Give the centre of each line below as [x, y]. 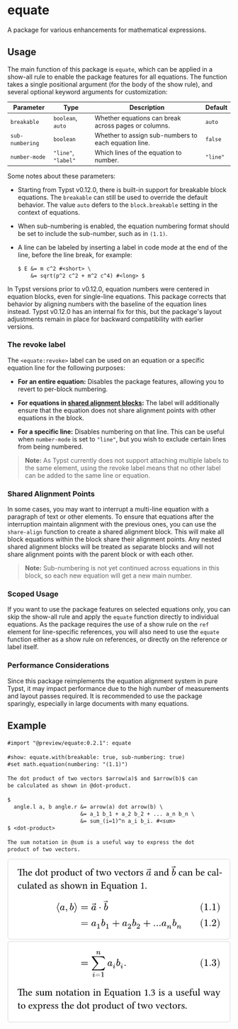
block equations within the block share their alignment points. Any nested [114, 539]
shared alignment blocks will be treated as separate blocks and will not [111, 547]
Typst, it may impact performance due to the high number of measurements [118, 688]
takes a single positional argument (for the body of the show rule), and [110, 84]
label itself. [23, 647]
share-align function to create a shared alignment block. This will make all [116, 532]
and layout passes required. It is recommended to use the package [105, 696]
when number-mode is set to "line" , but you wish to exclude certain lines [122, 439]
